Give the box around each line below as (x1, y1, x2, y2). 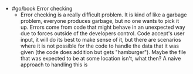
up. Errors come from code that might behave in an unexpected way (20, 23, 186, 31)
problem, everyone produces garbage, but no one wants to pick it (20, 18, 180, 24)
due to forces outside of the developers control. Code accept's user (20, 30, 185, 37)
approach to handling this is (20, 61, 88, 68)
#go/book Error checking (11, 5, 73, 12)
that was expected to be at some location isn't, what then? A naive (20, 55, 181, 62)
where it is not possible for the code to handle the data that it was (20, 42, 179, 49)
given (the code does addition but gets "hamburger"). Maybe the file (20, 49, 187, 55)
